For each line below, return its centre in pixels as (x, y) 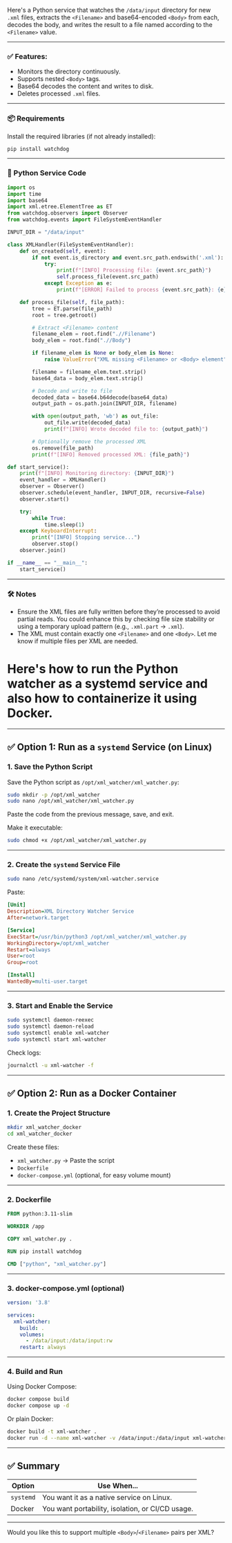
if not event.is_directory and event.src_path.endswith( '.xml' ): (128, 258)
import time (24, 194)
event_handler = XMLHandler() (63, 480)
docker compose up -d (38, 1406)
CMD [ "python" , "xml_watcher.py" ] (57, 1264)
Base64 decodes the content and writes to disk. (85, 87)
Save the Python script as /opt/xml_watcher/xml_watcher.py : (93, 782)
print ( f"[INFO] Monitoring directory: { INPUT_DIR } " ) (97, 474)
